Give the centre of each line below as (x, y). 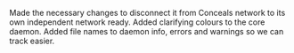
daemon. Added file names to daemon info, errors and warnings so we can (147, 31)
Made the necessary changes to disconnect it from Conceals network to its (147, 13)
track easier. (32, 41)
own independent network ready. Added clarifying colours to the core (137, 22)
